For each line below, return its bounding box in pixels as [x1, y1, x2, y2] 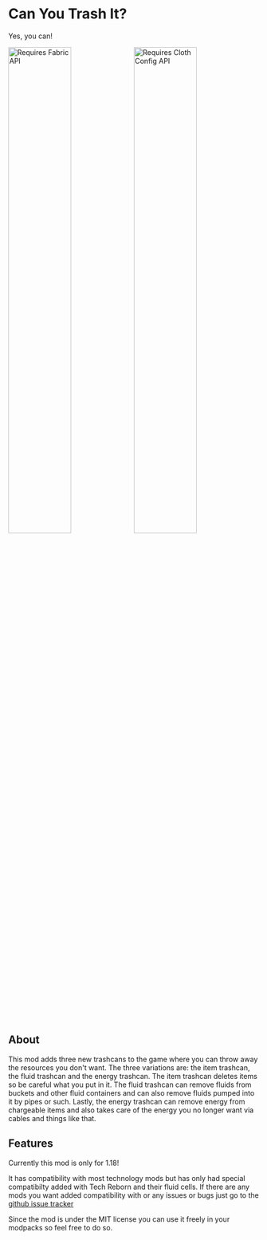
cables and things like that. [8, 1113, 97, 1123]
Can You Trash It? [8, 5, 128, 23]
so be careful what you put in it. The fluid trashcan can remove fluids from [8, 1080, 252, 1089]
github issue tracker [8, 1199, 74, 1208]
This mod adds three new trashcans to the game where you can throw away [8, 1054, 258, 1064]
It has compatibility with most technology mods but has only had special [8, 1173, 245, 1183]
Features [8, 1137, 53, 1151]
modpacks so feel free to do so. [8, 1222, 113, 1232]
